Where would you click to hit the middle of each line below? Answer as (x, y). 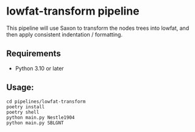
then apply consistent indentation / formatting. (65, 34)
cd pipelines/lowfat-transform (46, 102)
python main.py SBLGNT (35, 123)
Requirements (34, 54)
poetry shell (23, 112)
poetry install (26, 107)
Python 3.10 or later (39, 68)
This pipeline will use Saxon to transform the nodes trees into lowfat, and (98, 28)
